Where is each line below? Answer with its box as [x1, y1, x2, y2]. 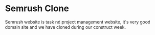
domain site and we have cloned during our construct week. [5, 24, 126, 30]
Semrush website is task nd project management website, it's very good [5, 19, 151, 25]
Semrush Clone [5, 3, 69, 14]
